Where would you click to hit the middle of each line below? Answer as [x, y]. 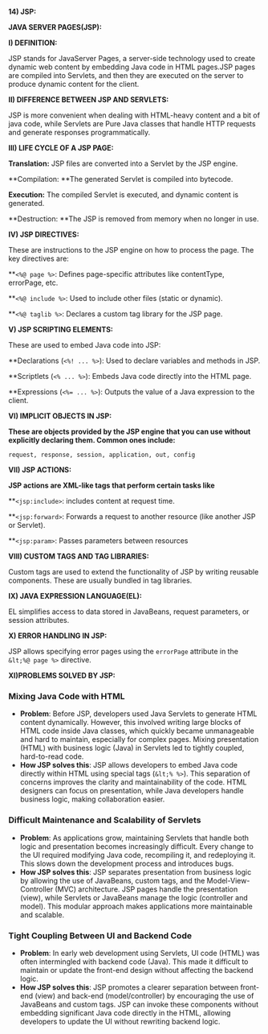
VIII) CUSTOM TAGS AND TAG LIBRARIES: [79, 556]
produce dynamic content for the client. [74, 84]
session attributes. [39, 620]
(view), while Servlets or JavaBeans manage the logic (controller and [134, 897]
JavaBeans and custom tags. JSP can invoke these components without [139, 1004]
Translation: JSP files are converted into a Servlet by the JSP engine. [123, 163]
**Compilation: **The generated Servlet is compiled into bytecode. [121, 179]
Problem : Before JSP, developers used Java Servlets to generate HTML [138, 714]
